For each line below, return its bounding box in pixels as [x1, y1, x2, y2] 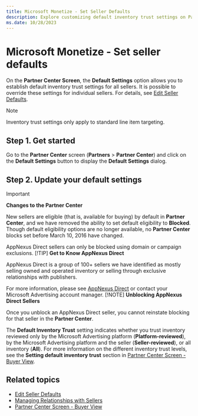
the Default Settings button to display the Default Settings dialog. [6, 157, 167, 165]
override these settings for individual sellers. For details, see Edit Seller [6, 90, 179, 97]
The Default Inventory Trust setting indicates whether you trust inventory [6, 326, 186, 334]
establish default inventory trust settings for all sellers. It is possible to [6, 83, 176, 90]
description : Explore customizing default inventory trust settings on [6, 14, 186, 20]
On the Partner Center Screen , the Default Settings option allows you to [6, 77, 183, 84]
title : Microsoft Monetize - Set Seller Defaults [6, 8, 131, 15]
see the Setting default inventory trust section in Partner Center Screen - [6, 351, 186, 358]
